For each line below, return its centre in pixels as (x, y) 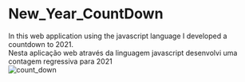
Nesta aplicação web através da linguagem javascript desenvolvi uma (123, 53)
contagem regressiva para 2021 (61, 61)
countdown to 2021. (41, 44)
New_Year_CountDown (86, 14)
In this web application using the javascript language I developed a (118, 36)
